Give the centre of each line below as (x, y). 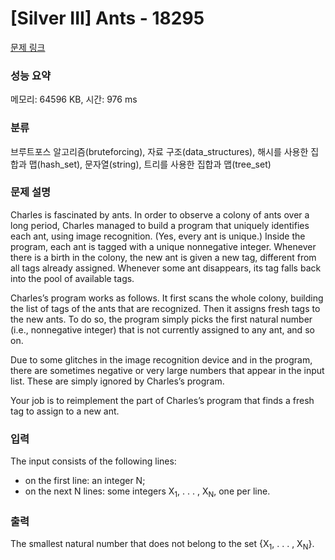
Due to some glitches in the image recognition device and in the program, (161, 359)
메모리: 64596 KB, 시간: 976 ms (74, 99)
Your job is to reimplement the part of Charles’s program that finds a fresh (162, 400)
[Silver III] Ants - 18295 (107, 18)
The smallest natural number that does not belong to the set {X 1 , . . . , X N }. (162, 545)
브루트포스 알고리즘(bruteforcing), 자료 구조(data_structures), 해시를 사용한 (159, 151)
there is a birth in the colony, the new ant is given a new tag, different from (163, 257)
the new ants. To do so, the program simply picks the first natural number (161, 319)
